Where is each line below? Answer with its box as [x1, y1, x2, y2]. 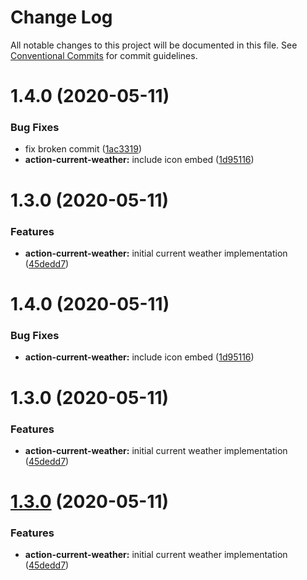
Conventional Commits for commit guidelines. [10, 49, 198, 61]
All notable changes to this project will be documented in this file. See [10, 39, 298, 51]
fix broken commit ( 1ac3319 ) [24, 143, 142, 155]
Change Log [10, 6, 113, 29]
